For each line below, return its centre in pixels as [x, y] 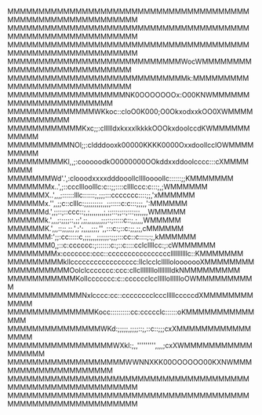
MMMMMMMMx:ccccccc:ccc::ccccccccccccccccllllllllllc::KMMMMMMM [126, 253]
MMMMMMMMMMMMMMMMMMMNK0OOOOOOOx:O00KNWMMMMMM [129, 95]
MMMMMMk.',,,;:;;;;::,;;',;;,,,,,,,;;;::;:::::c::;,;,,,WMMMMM [94, 220]
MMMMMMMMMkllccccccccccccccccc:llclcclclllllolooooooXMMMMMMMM [131, 262]
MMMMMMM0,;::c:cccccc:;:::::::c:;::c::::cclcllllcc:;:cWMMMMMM [112, 245]
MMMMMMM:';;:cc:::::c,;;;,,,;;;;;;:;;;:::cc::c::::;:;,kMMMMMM [102, 237]
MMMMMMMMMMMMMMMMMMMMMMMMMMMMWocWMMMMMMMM [129, 61]
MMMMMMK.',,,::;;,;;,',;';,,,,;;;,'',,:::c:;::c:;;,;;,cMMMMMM [96, 228]
